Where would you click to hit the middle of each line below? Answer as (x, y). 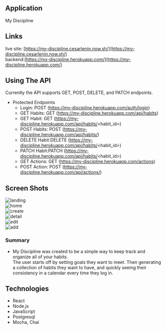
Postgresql (24, 317)
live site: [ (15, 49)
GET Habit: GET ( (38, 119)
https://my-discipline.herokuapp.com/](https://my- (78, 59)
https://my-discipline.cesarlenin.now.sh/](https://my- (80, 49)
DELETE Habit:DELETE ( (45, 140)
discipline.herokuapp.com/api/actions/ (60, 172)
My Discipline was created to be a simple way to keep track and (79, 251)
